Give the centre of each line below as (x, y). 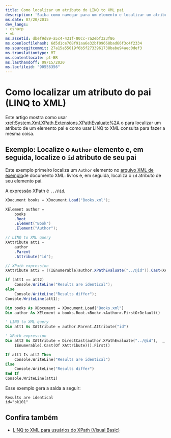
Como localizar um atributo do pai (78, 92)
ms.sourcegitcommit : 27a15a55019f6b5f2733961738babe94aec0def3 (74, 48)
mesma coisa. (20, 134)
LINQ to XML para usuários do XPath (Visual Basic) (66, 430)
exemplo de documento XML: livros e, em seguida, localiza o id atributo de (83, 175)
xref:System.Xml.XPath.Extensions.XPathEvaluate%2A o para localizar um (83, 123)
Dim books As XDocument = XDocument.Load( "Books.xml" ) (65, 308)
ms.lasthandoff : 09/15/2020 (35, 62)
